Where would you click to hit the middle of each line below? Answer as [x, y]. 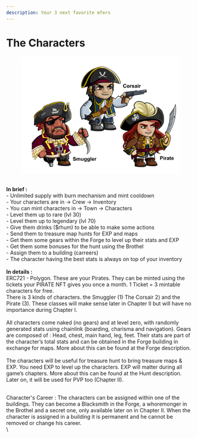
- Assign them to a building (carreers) [52, 252]
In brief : [17, 189]
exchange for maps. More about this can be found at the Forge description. [98, 348]
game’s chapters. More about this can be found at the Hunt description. [94, 373]
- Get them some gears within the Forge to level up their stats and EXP [93, 240]
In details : [19, 271]
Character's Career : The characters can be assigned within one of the [93, 397]
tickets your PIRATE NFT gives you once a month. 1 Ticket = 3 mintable [93, 284]
